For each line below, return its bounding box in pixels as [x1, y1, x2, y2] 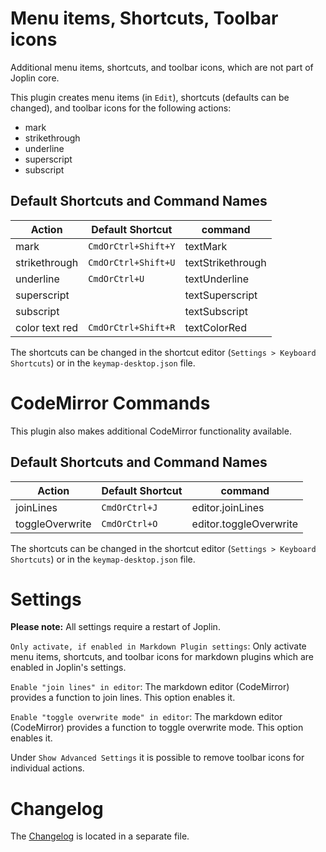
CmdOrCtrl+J [101, 502, 158, 513]
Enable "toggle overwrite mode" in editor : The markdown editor [10, 711, 283, 723]
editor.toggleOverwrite [191, 517, 299, 531]
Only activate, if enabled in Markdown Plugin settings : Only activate [10, 640, 307, 652]
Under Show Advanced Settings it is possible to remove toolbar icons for [10, 752, 305, 764]
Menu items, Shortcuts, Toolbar [10, 7, 279, 30]
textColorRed [184, 320, 247, 334]
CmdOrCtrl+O [101, 518, 158, 529]
